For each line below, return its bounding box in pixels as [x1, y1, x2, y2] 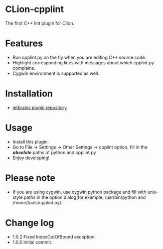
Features [5, 38, 43, 49]
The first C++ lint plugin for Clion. [5, 20, 74, 26]
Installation [5, 88, 53, 99]
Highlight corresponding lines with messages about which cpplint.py [12, 59, 154, 66]
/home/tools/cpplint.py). [12, 199, 63, 205]
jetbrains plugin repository [12, 104, 67, 110]
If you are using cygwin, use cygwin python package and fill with [12, 189, 146, 195]
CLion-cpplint [5, 4, 64, 15]
